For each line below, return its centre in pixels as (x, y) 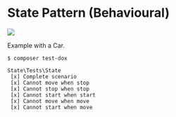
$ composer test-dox (38, 58)
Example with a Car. (36, 45)
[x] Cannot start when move (51, 107)
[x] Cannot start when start (53, 95)
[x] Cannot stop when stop (50, 89)
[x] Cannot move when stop (50, 83)
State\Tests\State (34, 70)
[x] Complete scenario (44, 76)
